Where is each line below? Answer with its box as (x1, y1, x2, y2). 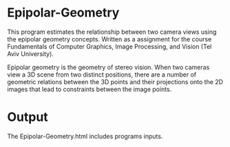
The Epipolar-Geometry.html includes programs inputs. (7, 132, 163, 140)
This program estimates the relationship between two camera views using (7, 28, 217, 36)
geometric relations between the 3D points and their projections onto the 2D (7, 77, 224, 86)
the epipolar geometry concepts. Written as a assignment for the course (7, 35, 212, 43)
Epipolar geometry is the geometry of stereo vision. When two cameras (7, 63, 210, 71)
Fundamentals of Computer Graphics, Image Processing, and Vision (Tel (7, 42, 212, 50)
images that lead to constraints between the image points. (7, 85, 172, 93)
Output (7, 109, 48, 125)
